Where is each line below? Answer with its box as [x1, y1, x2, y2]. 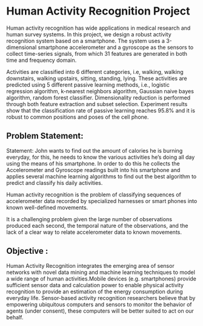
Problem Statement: [6, 131, 84, 141]
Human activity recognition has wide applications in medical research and [6, 24, 191, 32]
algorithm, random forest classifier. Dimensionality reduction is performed [6, 94, 191, 101]
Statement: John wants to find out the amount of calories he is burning [6, 147, 183, 154]
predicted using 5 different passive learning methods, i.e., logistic [6, 81, 170, 88]
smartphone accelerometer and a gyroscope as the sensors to [38, 44, 194, 51]
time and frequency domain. [6, 56, 77, 64]
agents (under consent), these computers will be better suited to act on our [6, 307, 194, 314]
